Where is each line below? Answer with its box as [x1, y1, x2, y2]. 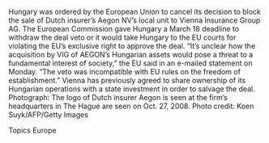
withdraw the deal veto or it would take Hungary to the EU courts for [8, 32, 237, 42]
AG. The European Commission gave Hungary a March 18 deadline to [8, 24, 240, 33]
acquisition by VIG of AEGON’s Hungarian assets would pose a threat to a [8, 50, 254, 59]
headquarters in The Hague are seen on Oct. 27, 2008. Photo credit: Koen [8, 101, 254, 111]
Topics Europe [8, 125, 57, 135]
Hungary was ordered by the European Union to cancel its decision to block [8, 7, 262, 16]
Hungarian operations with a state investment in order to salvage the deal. [8, 84, 255, 94]
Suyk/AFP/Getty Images [8, 110, 89, 120]
